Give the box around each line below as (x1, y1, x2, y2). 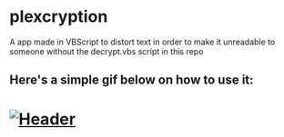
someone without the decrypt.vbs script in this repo (9, 45, 204, 56)
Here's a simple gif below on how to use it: (9, 73, 254, 88)
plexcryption (9, 6, 108, 27)
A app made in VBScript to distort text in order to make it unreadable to (9, 36, 276, 47)
